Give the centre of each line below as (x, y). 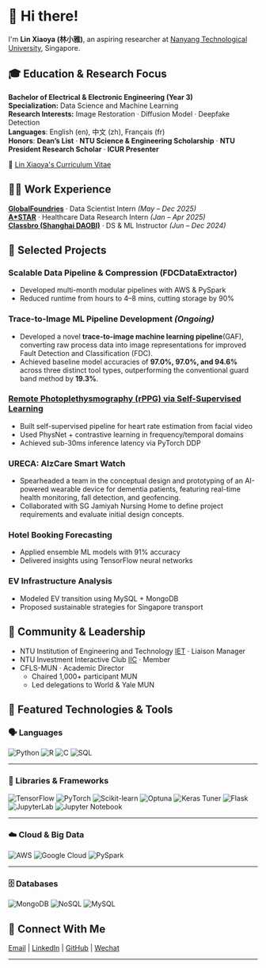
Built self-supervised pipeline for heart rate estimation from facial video (136, 426)
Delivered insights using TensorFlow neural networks (106, 561)
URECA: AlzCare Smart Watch (67, 463)
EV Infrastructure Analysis (61, 581)
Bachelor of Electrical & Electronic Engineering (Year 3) (101, 97)
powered (34, 489)
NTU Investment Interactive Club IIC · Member (95, 659)
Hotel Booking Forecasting (60, 535)
